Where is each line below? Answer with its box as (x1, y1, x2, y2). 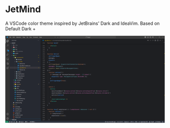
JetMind (5, 4, 41, 15)
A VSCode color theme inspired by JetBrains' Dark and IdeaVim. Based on (5, 20, 160, 26)
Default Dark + (5, 25, 36, 31)
